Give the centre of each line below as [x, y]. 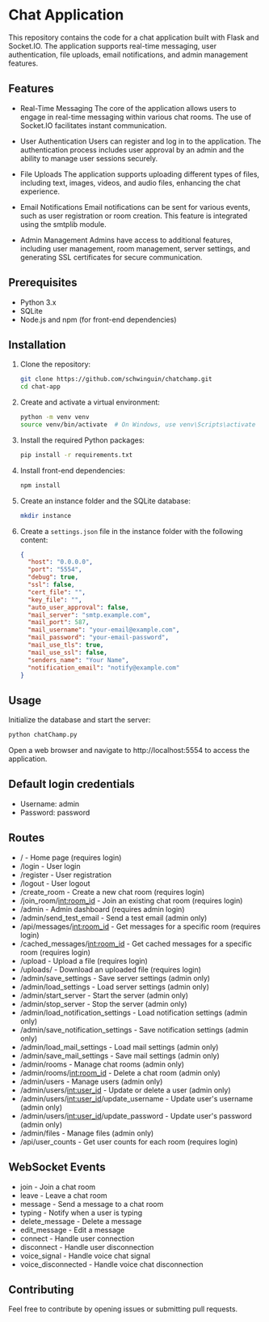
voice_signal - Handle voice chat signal [85, 1256]
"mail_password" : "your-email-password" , [99, 638]
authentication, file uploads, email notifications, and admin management [128, 54]
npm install [40, 485]
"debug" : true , [53, 577]
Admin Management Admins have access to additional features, [126, 240]
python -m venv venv [55, 417]
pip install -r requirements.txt [76, 455]
